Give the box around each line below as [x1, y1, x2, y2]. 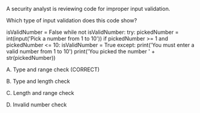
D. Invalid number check [6, 101, 67, 108]
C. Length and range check [6, 89, 75, 96]
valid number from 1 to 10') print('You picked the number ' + [6, 48, 156, 55]
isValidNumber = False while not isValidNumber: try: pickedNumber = [6, 28, 179, 36]
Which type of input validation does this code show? [6, 17, 138, 24]
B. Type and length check [6, 78, 70, 85]
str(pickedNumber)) [6, 54, 56, 61]
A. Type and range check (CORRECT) [6, 66, 100, 73]
